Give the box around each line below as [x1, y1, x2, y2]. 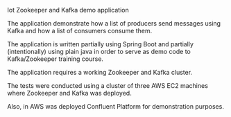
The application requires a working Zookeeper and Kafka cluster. [7, 69, 193, 76]
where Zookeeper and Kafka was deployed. [7, 89, 132, 97]
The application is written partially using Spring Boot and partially [7, 40, 194, 48]
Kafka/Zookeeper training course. [7, 55, 104, 63]
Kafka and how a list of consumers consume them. [7, 27, 153, 35]
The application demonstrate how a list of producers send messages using [7, 19, 221, 27]
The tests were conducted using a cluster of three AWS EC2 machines [7, 82, 208, 89]
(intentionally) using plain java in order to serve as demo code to [7, 48, 191, 55]
